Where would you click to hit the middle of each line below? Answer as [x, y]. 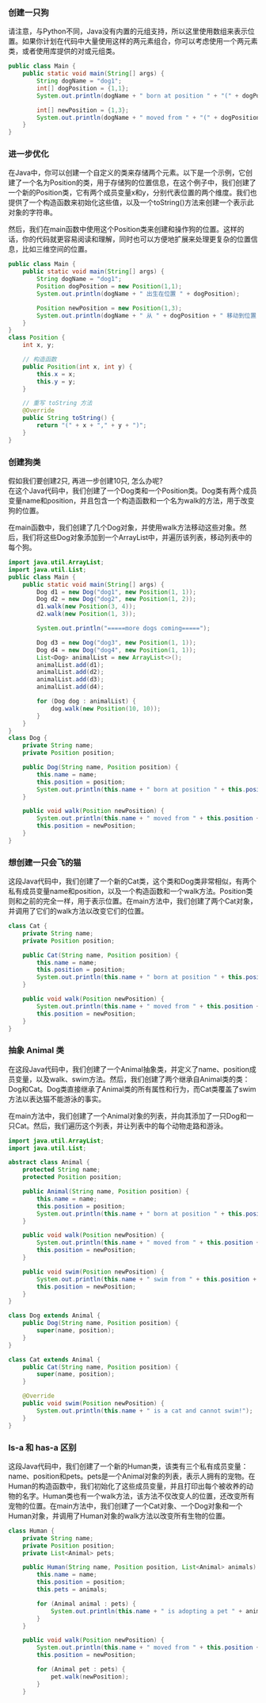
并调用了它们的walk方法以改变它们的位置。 [78, 911]
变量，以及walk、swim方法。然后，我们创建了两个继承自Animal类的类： [132, 1079]
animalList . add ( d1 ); [70, 665]
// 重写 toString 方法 [57, 403]
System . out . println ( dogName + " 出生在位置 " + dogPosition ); [138, 294]
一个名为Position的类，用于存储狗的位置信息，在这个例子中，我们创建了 [139, 183]
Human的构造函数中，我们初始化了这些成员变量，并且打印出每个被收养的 [127, 1485]
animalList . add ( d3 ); [70, 680]
